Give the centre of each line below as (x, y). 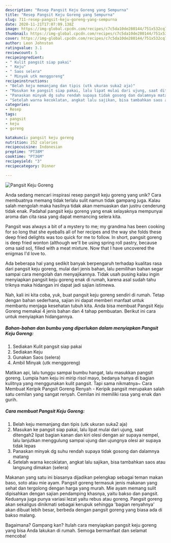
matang (21, 456)
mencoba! (16, 536)
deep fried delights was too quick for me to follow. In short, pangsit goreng (83, 237)
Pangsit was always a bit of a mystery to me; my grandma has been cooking (85, 226)
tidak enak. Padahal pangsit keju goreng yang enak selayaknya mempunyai (84, 211)
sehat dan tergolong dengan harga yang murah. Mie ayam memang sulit (81, 488)
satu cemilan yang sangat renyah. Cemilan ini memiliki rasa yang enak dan (83, 394)
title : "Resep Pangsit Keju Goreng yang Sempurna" (60, 15)
